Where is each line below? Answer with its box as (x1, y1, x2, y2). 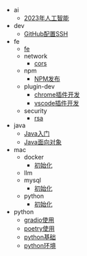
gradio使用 (23, 216, 55, 224)
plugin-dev (23, 82, 55, 90)
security (23, 107, 47, 115)
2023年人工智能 (23, 14, 70, 22)
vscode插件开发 (34, 99, 79, 107)
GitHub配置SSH (23, 30, 69, 38)
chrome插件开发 (34, 90, 80, 99)
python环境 (23, 242, 56, 249)
